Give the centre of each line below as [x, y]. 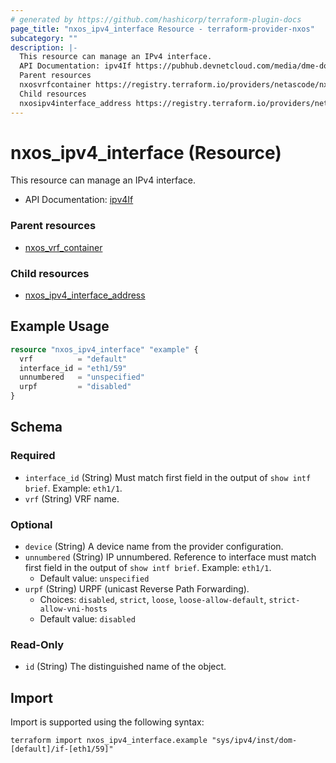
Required [33, 456]
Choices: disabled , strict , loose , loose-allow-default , [153, 600]
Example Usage [60, 326]
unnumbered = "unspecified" [82, 377]
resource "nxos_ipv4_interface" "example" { [104, 349]
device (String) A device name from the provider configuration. [154, 547]
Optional [31, 524]
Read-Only [37, 644]
